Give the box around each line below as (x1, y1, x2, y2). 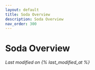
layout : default (5, 7, 39, 12)
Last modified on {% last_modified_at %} (5, 59, 90, 65)
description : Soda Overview (5, 16, 64, 21)
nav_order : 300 (5, 21, 37, 26)
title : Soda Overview (5, 12, 50, 17)
